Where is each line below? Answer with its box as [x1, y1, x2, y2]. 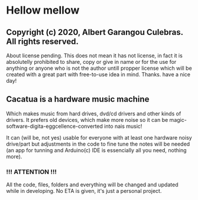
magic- [169, 116, 187, 123]
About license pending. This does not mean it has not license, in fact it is [6, 52, 183, 59]
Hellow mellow [6, 4, 80, 17]
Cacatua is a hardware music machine [6, 94, 150, 104]
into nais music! [104, 122, 142, 130]
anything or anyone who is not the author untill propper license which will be [6, 64, 192, 72]
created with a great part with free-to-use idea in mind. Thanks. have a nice [6, 71, 191, 78]
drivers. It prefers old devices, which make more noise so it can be [6, 116, 168, 123]
